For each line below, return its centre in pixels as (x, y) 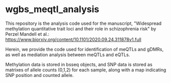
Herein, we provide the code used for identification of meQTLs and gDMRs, (84, 49)
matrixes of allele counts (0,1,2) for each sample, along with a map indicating (86, 70)
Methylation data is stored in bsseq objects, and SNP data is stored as (79, 64)
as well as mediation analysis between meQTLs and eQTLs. (68, 55)
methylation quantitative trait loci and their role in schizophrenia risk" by (81, 28)
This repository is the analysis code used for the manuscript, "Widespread (83, 23)
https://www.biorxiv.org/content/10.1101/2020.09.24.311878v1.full (73, 39)
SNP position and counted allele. (40, 75)
